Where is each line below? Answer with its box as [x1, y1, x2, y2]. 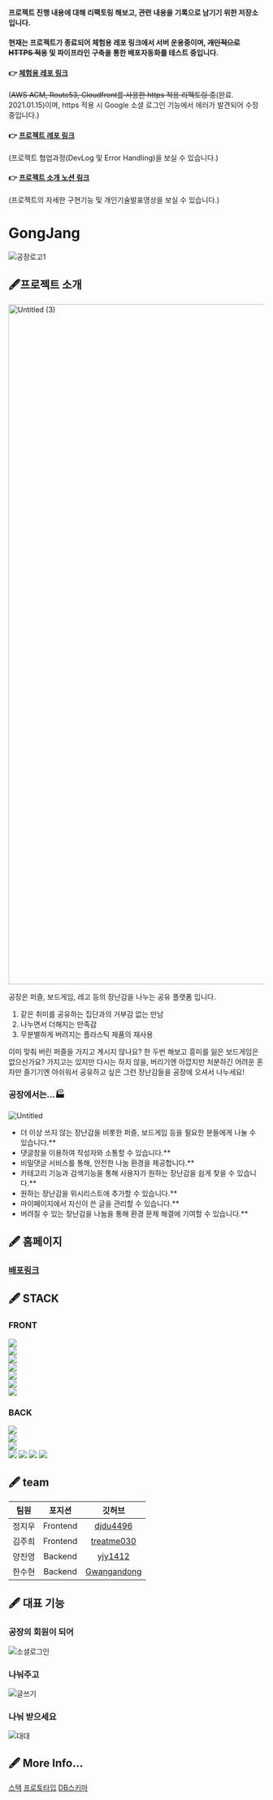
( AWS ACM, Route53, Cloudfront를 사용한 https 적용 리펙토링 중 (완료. [8, 90, 234, 100]
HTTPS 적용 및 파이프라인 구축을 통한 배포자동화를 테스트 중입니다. [8, 48, 219, 58]
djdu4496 [94, 1520, 133, 1531]
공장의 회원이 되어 [8, 1626, 75, 1637]
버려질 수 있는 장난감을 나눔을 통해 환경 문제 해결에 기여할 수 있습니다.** [19, 1208, 249, 1218]
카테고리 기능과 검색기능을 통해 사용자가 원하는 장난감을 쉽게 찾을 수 [19, 1168, 236, 1178]
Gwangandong [84, 1565, 142, 1577]
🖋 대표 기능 [8, 1597, 65, 1611]
